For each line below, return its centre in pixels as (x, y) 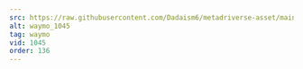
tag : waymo (30, 34)
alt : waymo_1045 (40, 26)
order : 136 (30, 51)
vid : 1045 (28, 43)
